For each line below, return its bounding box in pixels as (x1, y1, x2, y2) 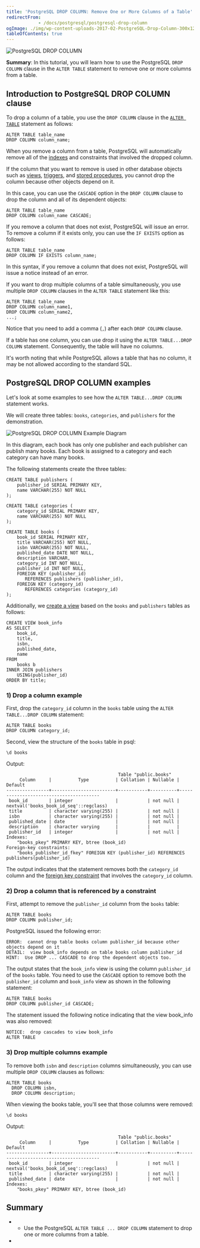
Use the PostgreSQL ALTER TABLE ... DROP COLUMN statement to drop (23, 1225, 192, 1232)
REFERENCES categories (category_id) (24, 586, 118, 592)
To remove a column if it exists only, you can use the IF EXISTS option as (6, 229, 185, 236)
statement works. (6, 400, 49, 407)
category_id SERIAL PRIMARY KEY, (17, 508, 100, 514)
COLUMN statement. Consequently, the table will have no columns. (6, 342, 164, 349)
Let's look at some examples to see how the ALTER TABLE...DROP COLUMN (6, 394, 182, 401)
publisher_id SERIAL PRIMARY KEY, (17, 482, 102, 488)
